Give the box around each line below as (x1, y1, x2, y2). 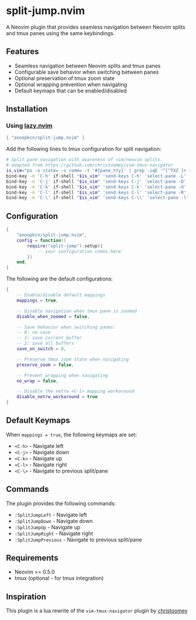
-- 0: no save (16, 330, 51, 335)
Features (6, 47, 39, 57)
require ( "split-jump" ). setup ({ (27, 243, 103, 249)
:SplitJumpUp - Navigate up (14, 523, 80, 530)
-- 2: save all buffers (16, 341, 75, 347)
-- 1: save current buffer (16, 335, 82, 341)
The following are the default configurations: (6, 275, 113, 282)
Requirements (6, 553, 58, 563)
